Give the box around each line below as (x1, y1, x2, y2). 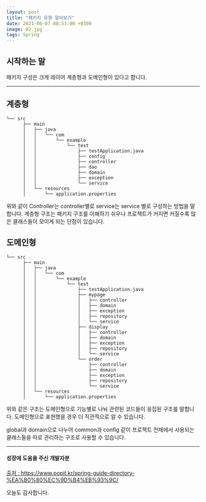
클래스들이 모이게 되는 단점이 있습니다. (12, 217, 105, 225)
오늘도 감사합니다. (6, 488, 50, 496)
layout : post (6, 9, 40, 15)
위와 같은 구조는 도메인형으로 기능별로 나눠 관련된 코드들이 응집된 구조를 (6, 405, 178, 412)
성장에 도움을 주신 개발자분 (6, 455, 70, 462)
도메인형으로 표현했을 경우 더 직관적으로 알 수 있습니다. (14, 412, 145, 420)
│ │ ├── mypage (22, 292, 105, 298)
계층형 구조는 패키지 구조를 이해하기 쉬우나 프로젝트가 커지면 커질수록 (24, 210, 190, 217)
